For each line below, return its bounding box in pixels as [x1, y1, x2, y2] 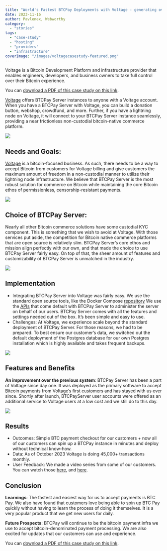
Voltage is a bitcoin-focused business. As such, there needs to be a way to [5, 160, 159, 167]
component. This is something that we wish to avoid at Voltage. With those [5, 229, 158, 235]
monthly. [12, 456, 31, 462]
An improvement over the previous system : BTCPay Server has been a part [5, 377, 162, 383]
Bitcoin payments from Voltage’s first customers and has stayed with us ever [5, 388, 162, 394]
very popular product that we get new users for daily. [5, 511, 114, 517]
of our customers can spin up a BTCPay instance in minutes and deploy [12, 441, 159, 446]
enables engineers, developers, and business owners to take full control [5, 73, 153, 79]
